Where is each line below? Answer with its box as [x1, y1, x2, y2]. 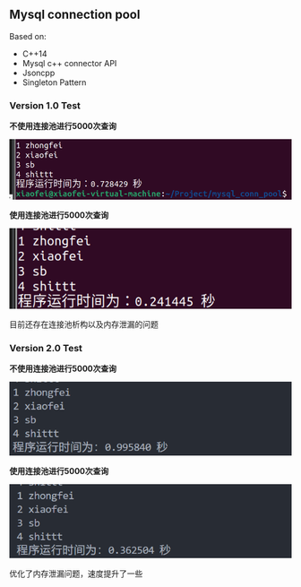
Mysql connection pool [9, 7, 141, 22]
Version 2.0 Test [9, 341, 83, 354]
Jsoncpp [21, 67, 56, 78]
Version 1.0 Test [9, 99, 81, 111]
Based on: [9, 30, 47, 41]
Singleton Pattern [21, 76, 87, 88]
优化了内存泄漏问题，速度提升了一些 [9, 568, 143, 579]
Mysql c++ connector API [21, 57, 117, 68]
